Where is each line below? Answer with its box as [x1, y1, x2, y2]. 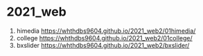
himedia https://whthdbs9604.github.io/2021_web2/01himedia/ [16, 27, 196, 35]
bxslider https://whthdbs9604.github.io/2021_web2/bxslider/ [16, 41, 190, 49]
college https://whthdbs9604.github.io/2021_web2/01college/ [16, 33, 193, 42]
